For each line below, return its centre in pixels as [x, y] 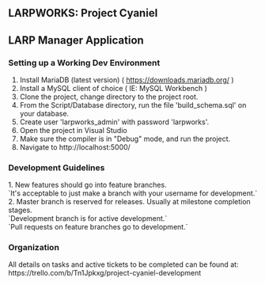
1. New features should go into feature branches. [88, 185]
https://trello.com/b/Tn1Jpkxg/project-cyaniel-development [105, 273]
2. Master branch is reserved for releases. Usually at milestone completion [129, 202]
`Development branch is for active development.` [88, 218]
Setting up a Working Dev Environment [84, 63]
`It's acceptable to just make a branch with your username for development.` [133, 193]
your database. [44, 113]
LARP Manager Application [76, 40]
